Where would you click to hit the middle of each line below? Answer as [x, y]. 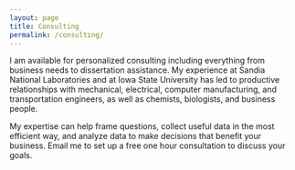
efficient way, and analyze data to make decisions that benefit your [136, 136]
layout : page [34, 18]
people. [24, 109]
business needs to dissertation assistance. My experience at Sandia [137, 70]
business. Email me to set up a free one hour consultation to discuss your [147, 145]
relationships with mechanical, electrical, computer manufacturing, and [143, 90]
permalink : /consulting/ [57, 35]
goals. [21, 155]
